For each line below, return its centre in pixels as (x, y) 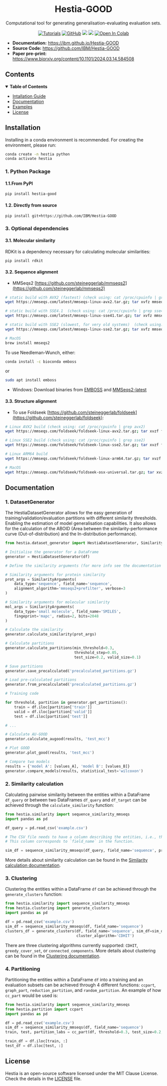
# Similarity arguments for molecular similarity (58, 602)
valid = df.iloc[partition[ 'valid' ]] (53, 712)
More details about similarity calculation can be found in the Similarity (77, 860)
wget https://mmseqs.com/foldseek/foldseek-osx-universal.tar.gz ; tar (80, 472)
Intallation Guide (29, 96)
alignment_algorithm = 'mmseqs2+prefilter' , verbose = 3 (70, 589)
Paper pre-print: (29, 53)
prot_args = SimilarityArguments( (41, 579)
